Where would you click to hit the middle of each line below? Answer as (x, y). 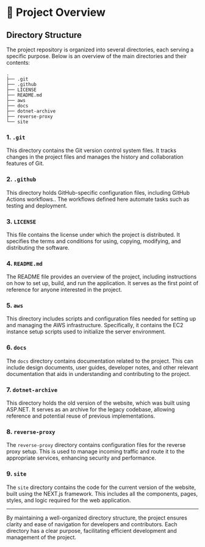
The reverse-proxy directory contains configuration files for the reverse (96, 445)
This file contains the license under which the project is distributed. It (93, 234)
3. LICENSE (21, 221)
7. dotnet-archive (32, 389)
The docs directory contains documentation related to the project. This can (100, 361)
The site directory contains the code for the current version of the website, (101, 487)
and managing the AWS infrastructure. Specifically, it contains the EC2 (95, 325)
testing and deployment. (37, 205)
